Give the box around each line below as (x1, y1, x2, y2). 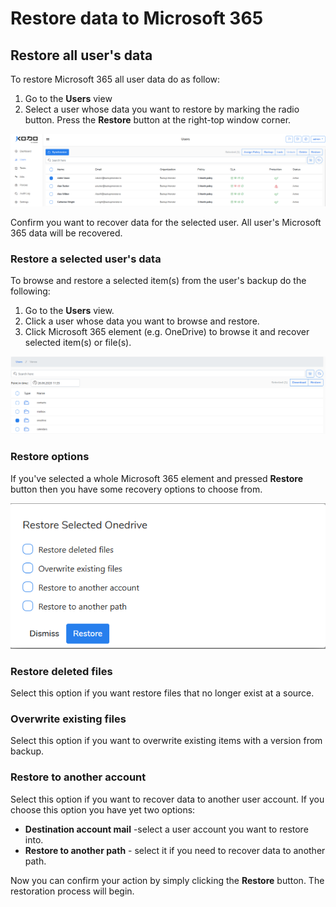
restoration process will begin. (10, 885, 135, 897)
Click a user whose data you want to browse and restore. (24, 315, 260, 327)
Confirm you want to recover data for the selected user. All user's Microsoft (10, 216, 322, 228)
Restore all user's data (10, 47, 153, 64)
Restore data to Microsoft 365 (10, 7, 264, 30)
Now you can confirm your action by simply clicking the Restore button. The (10, 874, 325, 886)
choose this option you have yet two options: (10, 803, 196, 816)
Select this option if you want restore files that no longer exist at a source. (10, 687, 315, 699)
